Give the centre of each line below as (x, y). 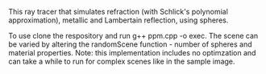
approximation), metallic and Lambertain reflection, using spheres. (118, 20)
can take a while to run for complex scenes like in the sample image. (122, 61)
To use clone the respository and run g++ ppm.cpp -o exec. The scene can (133, 36)
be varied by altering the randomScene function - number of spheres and (130, 44)
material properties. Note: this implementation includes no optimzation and (132, 53)
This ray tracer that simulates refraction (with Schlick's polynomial (118, 12)
